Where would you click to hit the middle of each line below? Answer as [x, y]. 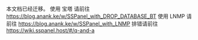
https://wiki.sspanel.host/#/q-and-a [51, 30]
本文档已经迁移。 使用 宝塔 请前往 [48, 9]
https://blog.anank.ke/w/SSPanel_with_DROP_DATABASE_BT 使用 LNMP [96, 16]
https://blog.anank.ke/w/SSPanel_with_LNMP [74, 24]
